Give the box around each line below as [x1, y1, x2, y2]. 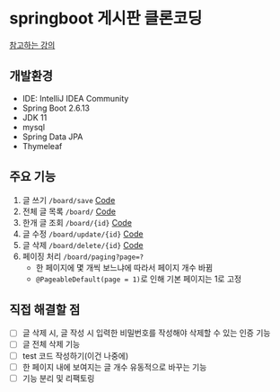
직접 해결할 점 [9, 302, 81, 317]
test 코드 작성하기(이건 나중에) [22, 350, 129, 361]
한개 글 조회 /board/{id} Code [22, 217, 133, 227]
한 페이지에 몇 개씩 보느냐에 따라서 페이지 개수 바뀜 [35, 262, 214, 272]
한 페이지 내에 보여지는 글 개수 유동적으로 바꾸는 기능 [22, 361, 207, 372]
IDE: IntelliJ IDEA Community [22, 93, 129, 103]
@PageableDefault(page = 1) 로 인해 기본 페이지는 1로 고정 [35, 273, 242, 284]
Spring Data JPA [22, 131, 83, 142]
